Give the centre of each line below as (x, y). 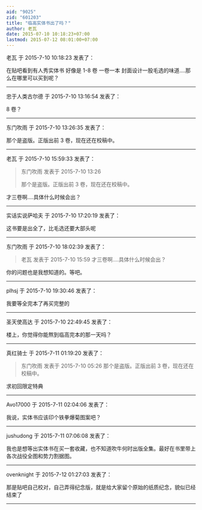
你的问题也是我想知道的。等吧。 (46, 272)
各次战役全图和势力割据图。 (41, 456)
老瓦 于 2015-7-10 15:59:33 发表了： (51, 159)
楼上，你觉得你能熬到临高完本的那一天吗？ (59, 335)
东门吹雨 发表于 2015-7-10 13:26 (61, 171)
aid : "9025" (21, 12)
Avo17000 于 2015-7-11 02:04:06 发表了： (58, 404)
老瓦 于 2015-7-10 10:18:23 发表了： (50, 57)
